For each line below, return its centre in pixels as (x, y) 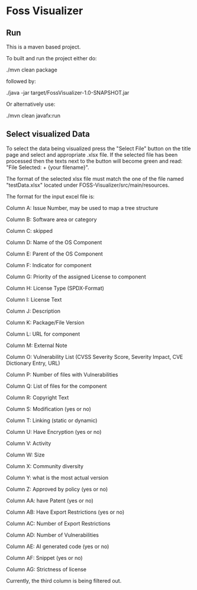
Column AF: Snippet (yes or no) (44, 557)
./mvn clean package (32, 70)
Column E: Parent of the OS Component (55, 254)
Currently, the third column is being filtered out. (64, 581)
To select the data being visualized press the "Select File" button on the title (98, 148)
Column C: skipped (30, 231)
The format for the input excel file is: (50, 196)
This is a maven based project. (43, 47)
